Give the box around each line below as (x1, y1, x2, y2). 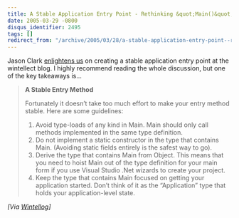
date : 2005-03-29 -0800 (7, 17, 78, 24)
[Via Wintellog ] (7, 202, 51, 211)
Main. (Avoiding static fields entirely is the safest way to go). (35, 143, 212, 152)
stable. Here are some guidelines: (24, 107, 124, 115)
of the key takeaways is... (7, 72, 82, 81)
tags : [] (7, 30, 33, 38)
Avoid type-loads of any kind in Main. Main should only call (35, 120, 208, 129)
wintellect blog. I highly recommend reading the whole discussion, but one (7, 64, 225, 73)
